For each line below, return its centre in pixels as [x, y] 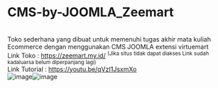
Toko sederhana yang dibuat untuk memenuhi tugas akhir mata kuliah [109, 39]
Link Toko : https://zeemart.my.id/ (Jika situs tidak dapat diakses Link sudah [108, 55]
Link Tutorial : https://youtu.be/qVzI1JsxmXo [72, 69]
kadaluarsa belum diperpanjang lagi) [52, 62]
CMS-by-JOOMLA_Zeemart [91, 12]
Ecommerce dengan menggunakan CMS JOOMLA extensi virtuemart [108, 46]
